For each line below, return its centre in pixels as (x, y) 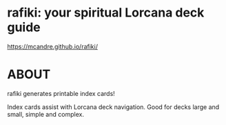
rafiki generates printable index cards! (61, 93)
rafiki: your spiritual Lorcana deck (106, 13)
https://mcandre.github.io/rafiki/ (53, 46)
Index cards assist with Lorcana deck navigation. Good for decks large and (113, 107)
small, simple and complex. (46, 114)
